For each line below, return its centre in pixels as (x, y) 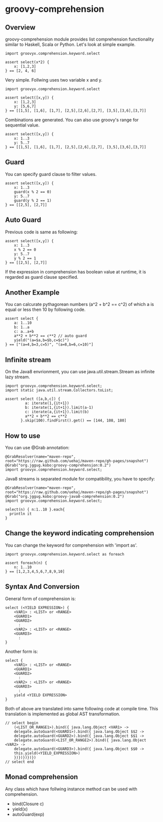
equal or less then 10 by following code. (45, 309)
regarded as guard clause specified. (42, 277)
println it (21, 514)
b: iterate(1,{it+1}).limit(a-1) (59, 408)
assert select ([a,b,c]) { (33, 399)
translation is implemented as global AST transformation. (63, 714)
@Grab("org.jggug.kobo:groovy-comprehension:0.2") (58, 466)
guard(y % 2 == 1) (33, 200)
